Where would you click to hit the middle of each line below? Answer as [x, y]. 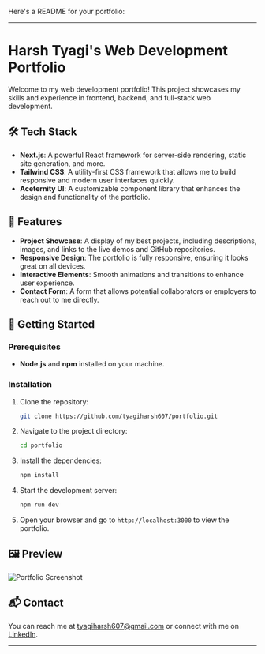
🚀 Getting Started [52, 324]
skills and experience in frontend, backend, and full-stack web [110, 97]
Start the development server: [68, 490]
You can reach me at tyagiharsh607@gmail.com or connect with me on [123, 626]
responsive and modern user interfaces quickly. [97, 180]
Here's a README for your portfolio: [66, 11]
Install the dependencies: [61, 460]
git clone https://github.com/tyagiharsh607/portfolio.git [119, 416]
